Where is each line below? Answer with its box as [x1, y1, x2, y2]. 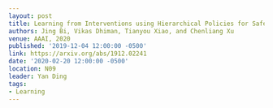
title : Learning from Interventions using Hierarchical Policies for [8, 19, 249, 28]
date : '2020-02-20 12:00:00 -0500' [8, 58, 129, 66]
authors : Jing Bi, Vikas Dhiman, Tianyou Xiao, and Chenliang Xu [8, 27, 234, 35]
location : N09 [8, 65, 57, 73]
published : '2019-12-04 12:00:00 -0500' [8, 42, 148, 50]
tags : [8, 80, 27, 88]
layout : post [8, 11, 53, 20]
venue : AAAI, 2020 [8, 34, 71, 43]
